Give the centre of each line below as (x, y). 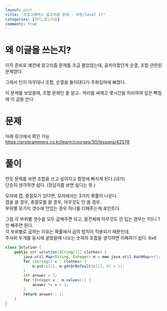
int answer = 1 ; (40, 276)
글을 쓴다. (25, 99)
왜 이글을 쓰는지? (38, 50)
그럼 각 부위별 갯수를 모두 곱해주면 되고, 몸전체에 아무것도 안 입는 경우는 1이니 (81, 219)
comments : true (21, 24)
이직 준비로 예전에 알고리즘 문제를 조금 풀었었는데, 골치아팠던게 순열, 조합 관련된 (84, 65)
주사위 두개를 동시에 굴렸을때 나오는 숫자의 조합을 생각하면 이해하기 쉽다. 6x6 (81, 238)
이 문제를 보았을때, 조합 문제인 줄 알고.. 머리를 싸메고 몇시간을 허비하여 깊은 (79, 93)
